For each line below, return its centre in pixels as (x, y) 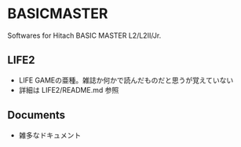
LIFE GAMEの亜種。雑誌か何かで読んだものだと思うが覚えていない (126, 80)
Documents (37, 115)
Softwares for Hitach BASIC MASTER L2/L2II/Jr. (84, 35)
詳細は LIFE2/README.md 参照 (69, 90)
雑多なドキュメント (50, 135)
